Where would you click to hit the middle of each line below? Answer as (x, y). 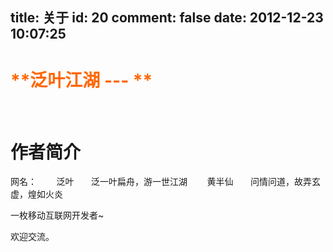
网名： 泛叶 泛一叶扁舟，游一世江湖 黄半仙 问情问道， (152, 182)
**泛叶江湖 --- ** (81, 80)
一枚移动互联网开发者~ (57, 215)
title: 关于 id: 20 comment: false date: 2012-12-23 (167, 18)
